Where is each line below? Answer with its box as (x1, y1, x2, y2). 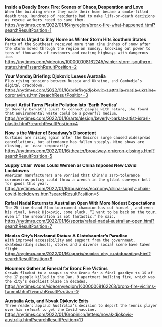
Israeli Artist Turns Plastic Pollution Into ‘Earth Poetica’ (5, 102, 118, 108)
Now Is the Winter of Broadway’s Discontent (5, 130, 96, 136)
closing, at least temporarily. (5, 144, 70, 148)
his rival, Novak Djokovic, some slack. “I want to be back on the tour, (5, 210, 158, 215)
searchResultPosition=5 (5, 153, 52, 159)
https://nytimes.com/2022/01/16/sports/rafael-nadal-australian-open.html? (5, 218, 155, 224)
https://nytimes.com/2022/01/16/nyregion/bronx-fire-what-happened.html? (5, 22, 156, 28)
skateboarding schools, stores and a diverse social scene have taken (5, 242, 151, 247)
